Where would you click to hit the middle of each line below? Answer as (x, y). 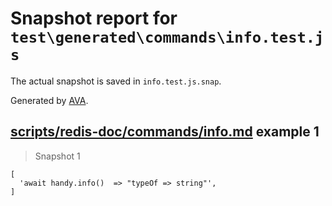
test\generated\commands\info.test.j (167, 37)
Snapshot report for (94, 18)
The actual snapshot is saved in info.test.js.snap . (116, 81)
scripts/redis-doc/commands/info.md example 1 (165, 132)
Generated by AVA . (49, 100)
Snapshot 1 (57, 156)
